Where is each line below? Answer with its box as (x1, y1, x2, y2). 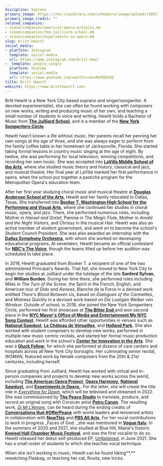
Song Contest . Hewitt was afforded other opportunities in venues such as (5, 317, 153, 323)
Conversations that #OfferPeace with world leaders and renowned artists (5, 410, 154, 415)
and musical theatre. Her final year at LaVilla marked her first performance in (5, 169, 158, 175)
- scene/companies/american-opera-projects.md (5, 25, 101, 30)
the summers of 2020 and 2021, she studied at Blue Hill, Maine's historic (5, 425, 150, 431)
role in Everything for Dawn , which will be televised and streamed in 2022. (5, 389, 154, 394)
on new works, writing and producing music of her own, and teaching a (5, 108, 147, 113)
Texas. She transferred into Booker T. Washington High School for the (5, 199, 147, 205)
